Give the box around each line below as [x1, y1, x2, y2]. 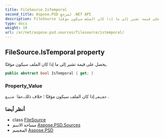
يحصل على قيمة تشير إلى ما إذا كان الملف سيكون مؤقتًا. [5, 61, 107, 67]
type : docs [5, 21, 28, 26]
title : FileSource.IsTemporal [5, 7, 67, 12]
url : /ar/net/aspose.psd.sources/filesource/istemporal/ [5, 30, 125, 35]
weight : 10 [5, 26, 28, 30]
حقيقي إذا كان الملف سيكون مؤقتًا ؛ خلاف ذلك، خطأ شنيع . [5, 93, 109, 99]
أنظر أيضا [5, 106, 25, 112]
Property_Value [5, 82, 43, 89]
